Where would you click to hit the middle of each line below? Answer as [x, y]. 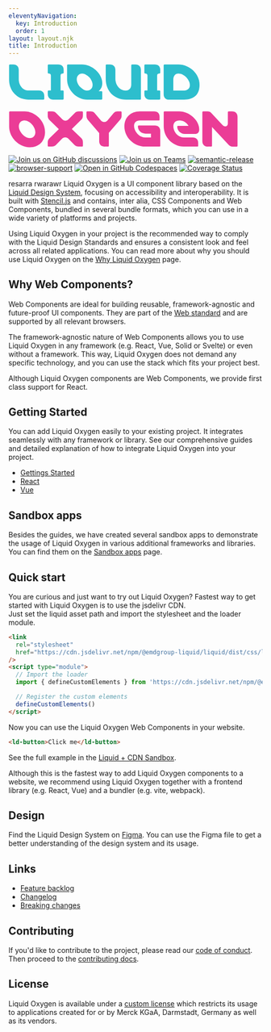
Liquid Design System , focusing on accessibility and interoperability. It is [129, 192]
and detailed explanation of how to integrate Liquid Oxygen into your [122, 449]
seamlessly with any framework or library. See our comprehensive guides [130, 440]
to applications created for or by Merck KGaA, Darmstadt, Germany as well [132, 1012]
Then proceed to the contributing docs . [74, 959]
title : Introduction [43, 46]
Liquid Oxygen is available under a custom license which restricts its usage [133, 1003]
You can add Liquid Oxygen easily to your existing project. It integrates [126, 432]
